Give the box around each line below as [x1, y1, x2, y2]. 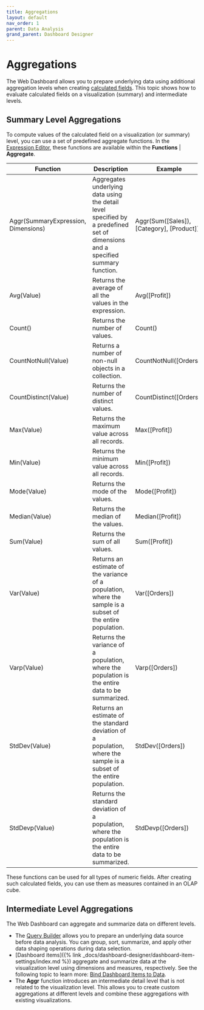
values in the [92, 298, 129, 307]
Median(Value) [9, 512, 52, 520]
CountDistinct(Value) [9, 393, 69, 401]
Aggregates [92, 174, 126, 183]
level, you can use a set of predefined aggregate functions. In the [6, 137, 170, 145]
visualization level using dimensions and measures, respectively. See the [15, 964, 197, 971]
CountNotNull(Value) [9, 356, 69, 365]
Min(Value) [9, 458, 41, 467]
